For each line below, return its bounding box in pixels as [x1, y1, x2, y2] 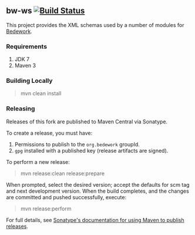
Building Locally [6, 77, 53, 85]
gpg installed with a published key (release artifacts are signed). [14, 147, 169, 154]
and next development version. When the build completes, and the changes [6, 187, 189, 194]
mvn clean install [20, 90, 62, 97]
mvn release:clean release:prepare [20, 170, 105, 177]
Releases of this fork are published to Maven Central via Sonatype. [6, 118, 168, 125]
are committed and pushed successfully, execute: [6, 193, 127, 200]
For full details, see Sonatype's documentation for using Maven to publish [6, 216, 184, 223]
